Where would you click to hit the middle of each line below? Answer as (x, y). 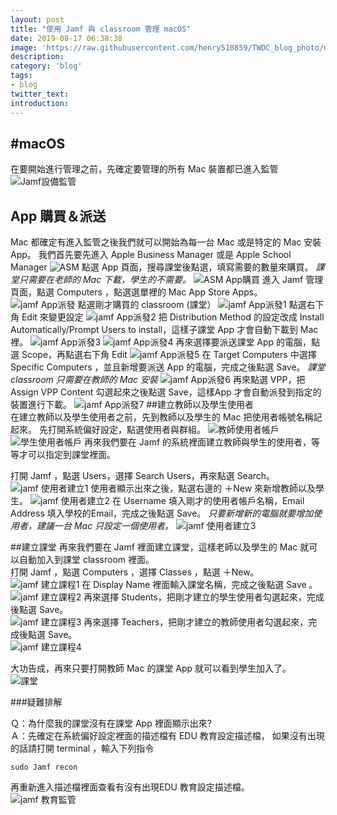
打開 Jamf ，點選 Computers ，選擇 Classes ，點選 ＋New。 (135, 572)
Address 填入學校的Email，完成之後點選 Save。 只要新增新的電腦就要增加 (162, 513)
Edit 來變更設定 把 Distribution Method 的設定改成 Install (173, 317)
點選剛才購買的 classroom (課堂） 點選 (192, 305)
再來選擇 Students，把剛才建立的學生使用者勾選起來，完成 (204, 597)
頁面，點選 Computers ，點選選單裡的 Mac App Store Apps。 (136, 292)
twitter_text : (40, 94)
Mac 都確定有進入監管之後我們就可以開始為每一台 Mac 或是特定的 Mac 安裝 (166, 242)
